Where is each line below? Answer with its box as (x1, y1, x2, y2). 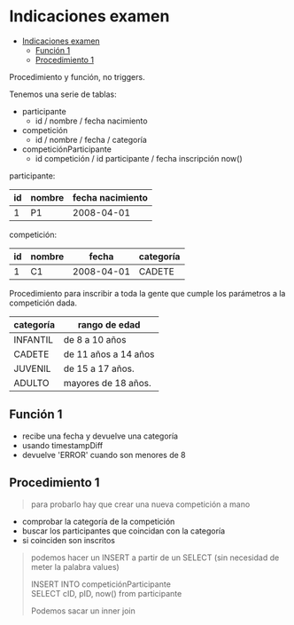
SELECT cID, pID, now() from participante (30, 588, 182, 598)
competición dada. (9, 297, 78, 308)
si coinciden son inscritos (21, 534, 115, 545)
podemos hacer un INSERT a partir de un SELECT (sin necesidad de (30, 552, 280, 563)
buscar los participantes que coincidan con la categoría (21, 526, 226, 536)
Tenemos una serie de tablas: (9, 89, 117, 99)
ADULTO (13, 376, 50, 389)
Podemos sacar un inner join (30, 605, 135, 616)
